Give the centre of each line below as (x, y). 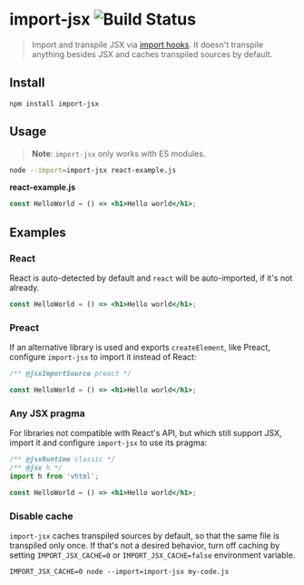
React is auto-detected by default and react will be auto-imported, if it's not (151, 278)
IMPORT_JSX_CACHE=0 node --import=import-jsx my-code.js (119, 572)
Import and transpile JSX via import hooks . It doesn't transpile (147, 45)
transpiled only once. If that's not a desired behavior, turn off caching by (145, 546)
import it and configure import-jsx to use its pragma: (108, 443)
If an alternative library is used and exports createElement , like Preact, (140, 347)
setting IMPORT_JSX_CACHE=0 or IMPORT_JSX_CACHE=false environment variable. (152, 555)
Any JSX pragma (47, 413)
